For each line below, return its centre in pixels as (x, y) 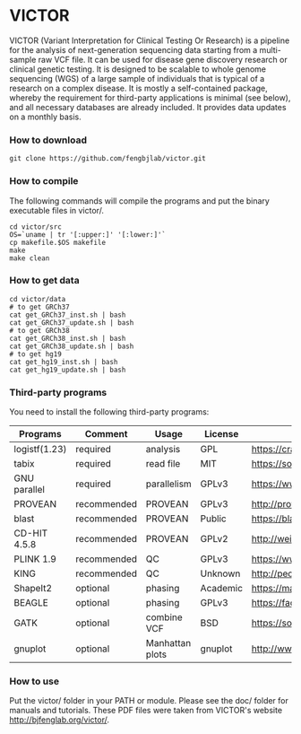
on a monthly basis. (46, 117)
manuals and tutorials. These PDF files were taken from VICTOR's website (146, 711)
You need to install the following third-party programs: (109, 412)
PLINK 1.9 (35, 559)
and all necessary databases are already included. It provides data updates (148, 107)
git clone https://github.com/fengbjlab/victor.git (107, 159)
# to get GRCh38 (39, 330)
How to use (34, 681)
